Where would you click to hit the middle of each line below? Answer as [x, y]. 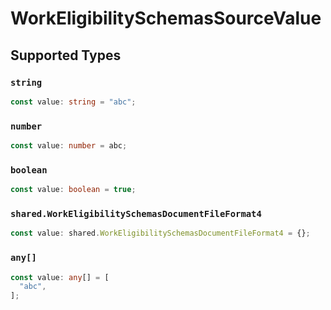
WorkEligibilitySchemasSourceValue [166, 18]
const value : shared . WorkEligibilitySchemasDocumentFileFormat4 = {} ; [160, 233]
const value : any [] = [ [60, 277]
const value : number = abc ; [69, 146]
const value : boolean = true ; [73, 190]
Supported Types [66, 55]
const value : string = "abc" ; [73, 102]
